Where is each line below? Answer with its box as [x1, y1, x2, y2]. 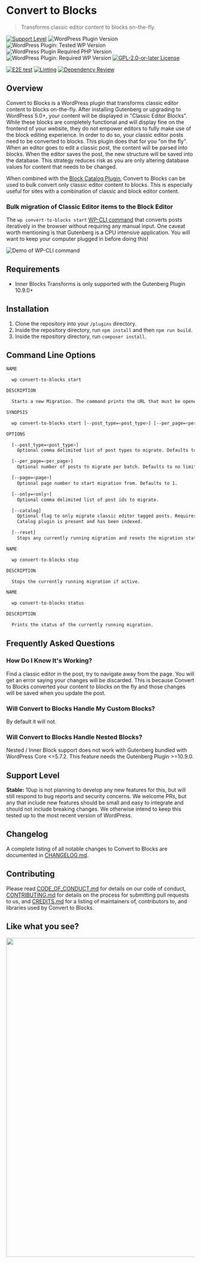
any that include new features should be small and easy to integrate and [6, 799, 184, 807]
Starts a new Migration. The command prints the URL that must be [11, 399, 181, 405]
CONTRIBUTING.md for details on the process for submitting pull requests [6, 891, 190, 898]
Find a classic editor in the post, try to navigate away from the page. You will [6, 670, 194, 677]
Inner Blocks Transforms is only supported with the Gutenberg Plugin [14, 280, 185, 287]
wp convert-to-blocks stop [11, 557, 79, 563]
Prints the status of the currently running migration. [11, 622, 154, 628]
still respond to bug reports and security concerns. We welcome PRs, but [6, 793, 187, 800]
